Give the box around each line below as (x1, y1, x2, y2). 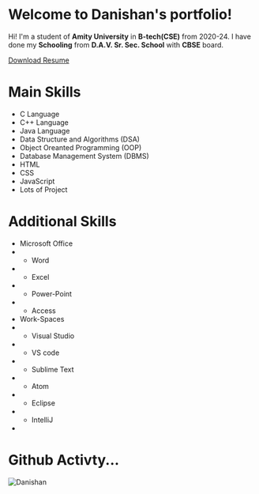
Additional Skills (8, 213, 117, 231)
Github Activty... (8, 451, 120, 469)
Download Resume (8, 55, 69, 65)
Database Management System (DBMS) (19, 151, 150, 160)
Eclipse (31, 398, 55, 408)
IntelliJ (31, 415, 54, 424)
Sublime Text (31, 364, 74, 374)
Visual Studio (31, 330, 75, 341)
